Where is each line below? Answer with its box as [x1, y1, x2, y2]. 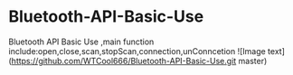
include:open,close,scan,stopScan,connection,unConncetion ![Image [8, 45, 266, 56]
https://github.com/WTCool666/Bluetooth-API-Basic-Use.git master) [11, 55, 268, 66]
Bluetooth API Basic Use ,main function [8, 36, 155, 47]
